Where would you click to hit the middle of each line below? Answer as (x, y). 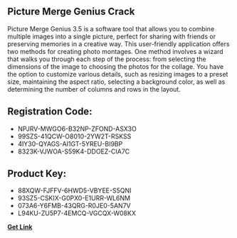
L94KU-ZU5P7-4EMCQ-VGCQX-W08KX (77, 213)
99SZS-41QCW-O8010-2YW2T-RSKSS (74, 136)
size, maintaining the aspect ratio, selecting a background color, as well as (116, 82)
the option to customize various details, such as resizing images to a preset (118, 74)
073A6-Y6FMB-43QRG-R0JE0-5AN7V (74, 206)
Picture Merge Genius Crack (71, 12)
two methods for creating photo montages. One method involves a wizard (115, 51)
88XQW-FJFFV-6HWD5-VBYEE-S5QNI (74, 190)
